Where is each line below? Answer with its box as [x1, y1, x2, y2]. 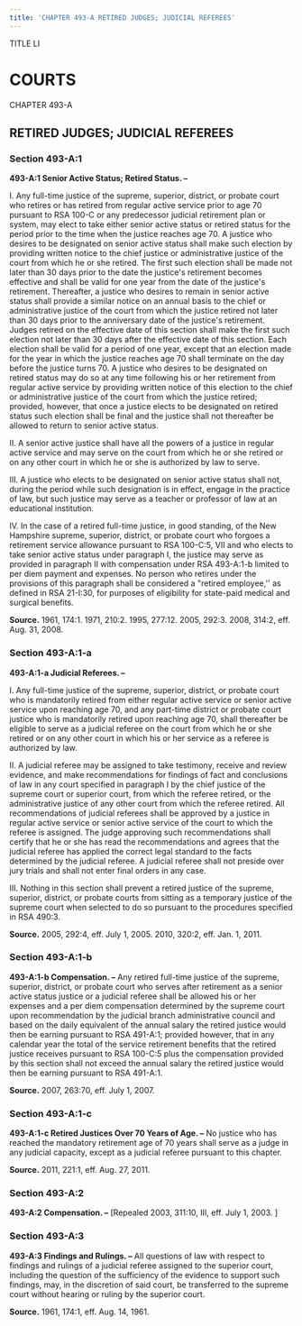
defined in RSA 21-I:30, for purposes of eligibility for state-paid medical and [9, 588, 290, 599]
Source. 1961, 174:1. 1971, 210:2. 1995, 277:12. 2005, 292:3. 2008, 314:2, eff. [9, 615, 290, 626]
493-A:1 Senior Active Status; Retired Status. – [9, 173, 188, 184]
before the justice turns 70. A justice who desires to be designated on [9, 362, 268, 374]
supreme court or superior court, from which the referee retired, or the [9, 788, 271, 799]
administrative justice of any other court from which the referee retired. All [9, 798, 286, 809]
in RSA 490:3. [9, 911, 61, 922]
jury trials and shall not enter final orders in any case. [9, 864, 206, 875]
